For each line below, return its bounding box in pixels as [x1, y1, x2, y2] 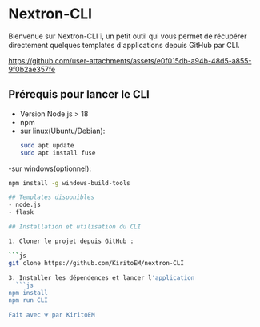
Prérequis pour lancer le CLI [8, 87, 150, 101]
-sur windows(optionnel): [8, 163, 92, 173]
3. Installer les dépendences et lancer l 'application [8, 274, 195, 282]
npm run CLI [8, 297, 48, 305]
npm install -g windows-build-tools [8, 179, 130, 187]
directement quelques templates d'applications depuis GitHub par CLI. [8, 40, 240, 50]
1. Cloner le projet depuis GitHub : [8, 237, 134, 245]
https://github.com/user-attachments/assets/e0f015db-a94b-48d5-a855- [8, 55, 252, 65]
